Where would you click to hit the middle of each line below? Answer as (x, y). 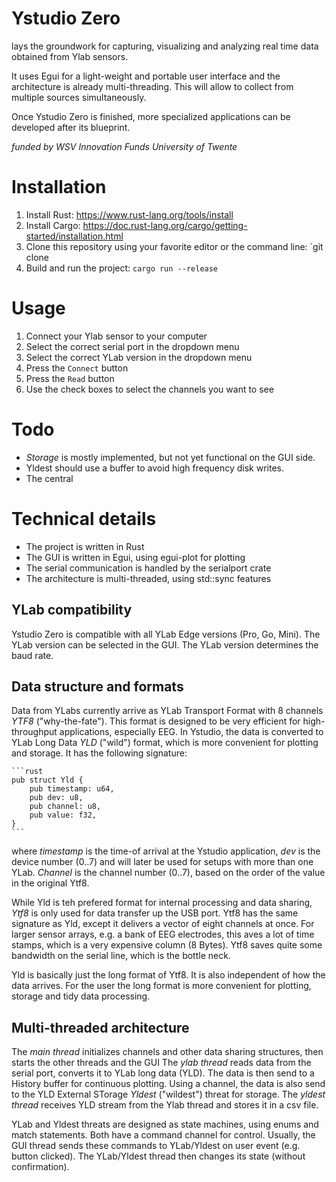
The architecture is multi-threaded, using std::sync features (148, 578)
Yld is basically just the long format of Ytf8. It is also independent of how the (168, 975)
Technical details (84, 518)
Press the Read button (70, 378)
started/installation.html (74, 236)
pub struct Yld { (47, 780)
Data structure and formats (97, 686)
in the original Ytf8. (50, 883)
